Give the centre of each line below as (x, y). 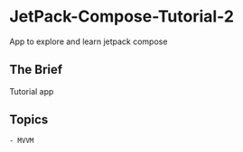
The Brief (36, 70)
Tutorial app (32, 91)
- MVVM (22, 140)
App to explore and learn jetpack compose (89, 41)
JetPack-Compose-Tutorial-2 (122, 17)
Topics (29, 120)
